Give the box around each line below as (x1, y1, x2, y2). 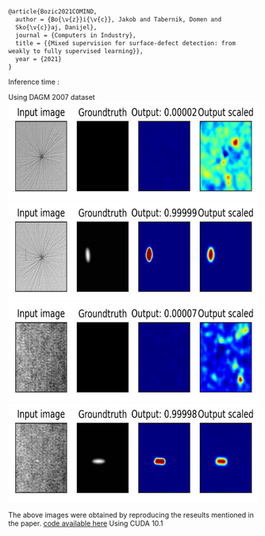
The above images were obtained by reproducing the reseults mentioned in (8, 511, 254, 519)
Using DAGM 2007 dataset (8, 93, 95, 101)
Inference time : (8, 77, 60, 86)
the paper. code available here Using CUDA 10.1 (8, 519, 163, 528)
